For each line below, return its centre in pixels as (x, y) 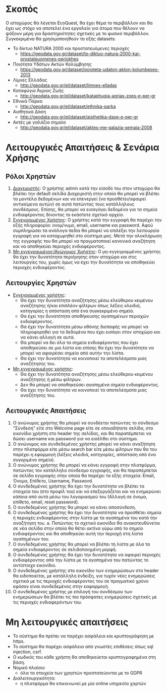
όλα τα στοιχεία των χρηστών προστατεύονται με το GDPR (81, 673)
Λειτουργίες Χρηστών (41, 283)
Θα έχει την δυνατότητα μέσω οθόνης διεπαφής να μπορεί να (84, 327)
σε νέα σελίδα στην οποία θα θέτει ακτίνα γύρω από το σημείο (78, 528)
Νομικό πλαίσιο (29, 667)
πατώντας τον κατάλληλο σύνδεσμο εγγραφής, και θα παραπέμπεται (85, 470)
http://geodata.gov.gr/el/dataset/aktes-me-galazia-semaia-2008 (86, 127)
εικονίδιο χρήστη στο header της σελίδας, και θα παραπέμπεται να (82, 433)
